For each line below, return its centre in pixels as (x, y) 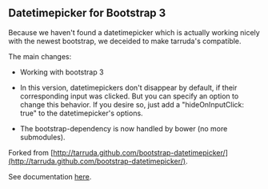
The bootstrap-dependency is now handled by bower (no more (124, 128)
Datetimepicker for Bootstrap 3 (87, 13)
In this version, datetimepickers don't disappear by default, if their (128, 87)
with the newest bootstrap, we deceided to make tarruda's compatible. (125, 41)
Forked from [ (31, 152)
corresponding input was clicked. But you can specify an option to (129, 96)
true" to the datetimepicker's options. (81, 113)
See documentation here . (50, 176)
